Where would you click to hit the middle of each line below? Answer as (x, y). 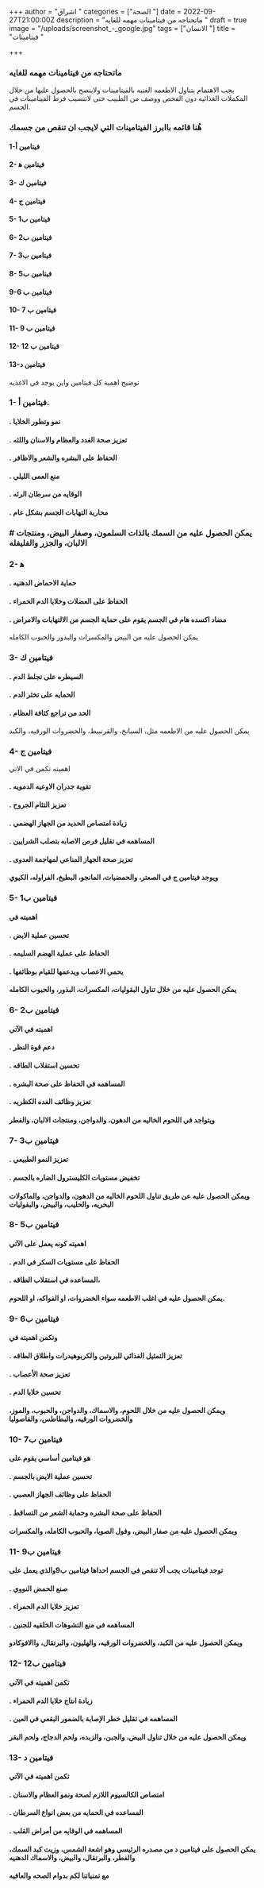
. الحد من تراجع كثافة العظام (50, 712)
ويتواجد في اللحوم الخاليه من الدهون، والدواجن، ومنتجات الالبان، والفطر (112, 1120)
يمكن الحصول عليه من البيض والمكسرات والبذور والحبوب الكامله (104, 637)
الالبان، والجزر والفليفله (48, 542)
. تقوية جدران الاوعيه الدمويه (50, 786)
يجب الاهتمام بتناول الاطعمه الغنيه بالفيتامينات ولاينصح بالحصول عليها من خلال (122, 90)
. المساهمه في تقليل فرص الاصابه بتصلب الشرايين (82, 841)
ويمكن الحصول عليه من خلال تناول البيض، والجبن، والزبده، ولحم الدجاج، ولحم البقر (128, 1737)
